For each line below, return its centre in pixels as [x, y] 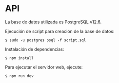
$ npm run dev [20, 76]
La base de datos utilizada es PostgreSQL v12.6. [53, 22]
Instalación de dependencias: [35, 49]
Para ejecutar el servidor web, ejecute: [44, 67]
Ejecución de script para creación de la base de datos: [60, 31]
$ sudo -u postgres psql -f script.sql [46, 40]
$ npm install [20, 58]
